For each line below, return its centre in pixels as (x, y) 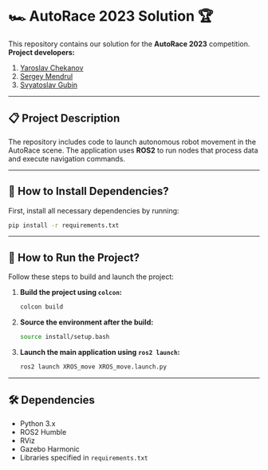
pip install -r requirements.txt (64, 225)
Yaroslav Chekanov (51, 68)
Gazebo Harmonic (49, 448)
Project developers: (41, 52)
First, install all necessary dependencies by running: (94, 210)
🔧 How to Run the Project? (74, 257)
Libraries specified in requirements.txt (84, 457)
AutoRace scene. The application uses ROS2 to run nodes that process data (133, 150)
